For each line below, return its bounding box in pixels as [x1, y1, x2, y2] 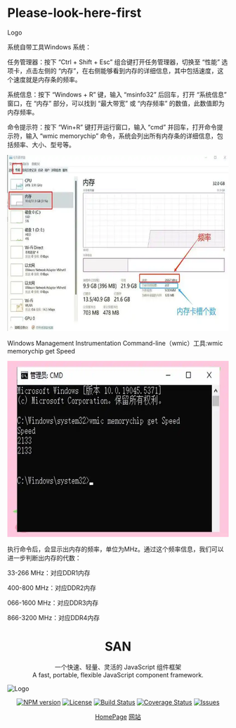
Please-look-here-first [7, 5, 142, 21]
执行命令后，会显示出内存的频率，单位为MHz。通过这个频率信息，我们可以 [7, 544, 224, 553]
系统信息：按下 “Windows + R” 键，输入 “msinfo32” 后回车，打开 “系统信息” [7, 90, 227, 99]
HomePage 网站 [94, 713, 142, 721]
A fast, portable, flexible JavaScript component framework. [32, 670, 204, 679]
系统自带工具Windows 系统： [7, 42, 91, 51]
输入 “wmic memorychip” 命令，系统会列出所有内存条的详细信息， [25, 132, 218, 140]
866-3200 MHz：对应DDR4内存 [7, 613, 100, 622]
